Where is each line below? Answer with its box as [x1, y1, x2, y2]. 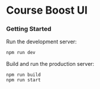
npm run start [6, 77, 41, 83]
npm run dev [6, 50, 36, 56]
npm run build [6, 72, 41, 78]
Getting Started [6, 25, 51, 33]
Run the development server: [6, 38, 77, 45]
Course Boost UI [6, 4, 88, 17]
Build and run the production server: [6, 61, 95, 68]
